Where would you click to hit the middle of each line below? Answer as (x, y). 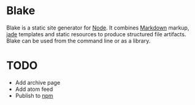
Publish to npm (34, 95)
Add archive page (38, 82)
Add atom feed (34, 89)
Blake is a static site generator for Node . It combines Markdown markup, (98, 28)
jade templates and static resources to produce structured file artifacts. (96, 34)
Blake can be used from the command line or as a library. (78, 41)
